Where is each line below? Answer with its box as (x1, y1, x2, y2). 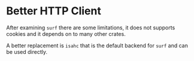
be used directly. (6, 48, 48, 55)
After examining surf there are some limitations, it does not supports (6, 24, 175, 31)
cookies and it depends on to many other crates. (6, 30, 126, 37)
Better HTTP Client (6, 4, 102, 18)
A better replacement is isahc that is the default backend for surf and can (6, 42, 189, 49)
